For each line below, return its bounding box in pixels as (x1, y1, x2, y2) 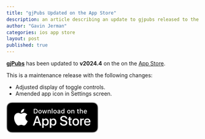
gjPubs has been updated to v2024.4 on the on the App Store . (6, 60, 166, 67)
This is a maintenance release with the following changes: (6, 72, 153, 79)
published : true (6, 42, 48, 48)
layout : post (6, 36, 40, 42)
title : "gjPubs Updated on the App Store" (6, 10, 117, 16)
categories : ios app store (6, 29, 75, 36)
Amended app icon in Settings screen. (15, 90, 112, 97)
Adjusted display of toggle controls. (15, 83, 106, 91)
